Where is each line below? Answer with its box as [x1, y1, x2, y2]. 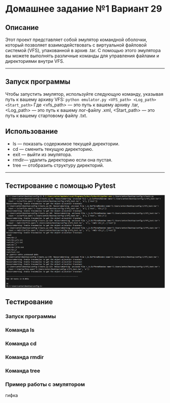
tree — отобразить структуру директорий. [12, 162, 104, 168]
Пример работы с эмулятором [5, 381, 85, 388]
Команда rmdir [5, 353, 44, 360]
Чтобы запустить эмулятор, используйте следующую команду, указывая [5, 91, 163, 97]
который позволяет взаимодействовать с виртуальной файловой [5, 42, 147, 48]
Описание [5, 23, 39, 32]
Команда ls [5, 326, 34, 333]
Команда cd [5, 340, 37, 347]
